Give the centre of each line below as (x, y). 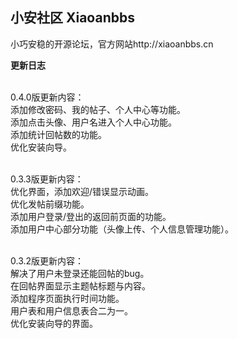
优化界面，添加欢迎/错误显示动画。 (82, 191)
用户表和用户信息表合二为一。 (71, 310)
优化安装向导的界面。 (54, 323)
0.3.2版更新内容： (47, 260)
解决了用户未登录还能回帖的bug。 (80, 273)
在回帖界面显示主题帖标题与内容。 (80, 285)
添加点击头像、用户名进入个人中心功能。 (93, 122)
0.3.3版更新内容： (47, 179)
